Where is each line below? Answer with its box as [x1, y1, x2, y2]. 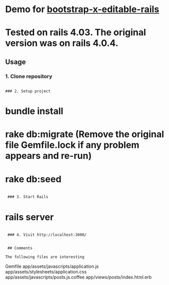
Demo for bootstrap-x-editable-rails [5, 4, 159, 15]
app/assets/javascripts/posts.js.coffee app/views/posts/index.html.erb [5, 274, 152, 280]
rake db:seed [5, 173, 62, 185]
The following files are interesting [5, 255, 85, 260]
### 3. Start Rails [7, 194, 49, 199]
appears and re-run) [5, 150, 92, 161]
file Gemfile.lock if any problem [5, 139, 140, 151]
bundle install [5, 105, 64, 117]
